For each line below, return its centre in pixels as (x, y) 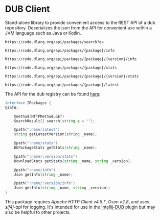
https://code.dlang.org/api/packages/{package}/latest (62, 85)
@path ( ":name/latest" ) (37, 130)
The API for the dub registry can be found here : (53, 94)
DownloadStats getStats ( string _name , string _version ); (73, 161)
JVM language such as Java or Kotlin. (43, 33)
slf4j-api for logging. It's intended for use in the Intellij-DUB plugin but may (80, 207)
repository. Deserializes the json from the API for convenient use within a (79, 27)
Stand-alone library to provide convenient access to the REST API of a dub (80, 23)
